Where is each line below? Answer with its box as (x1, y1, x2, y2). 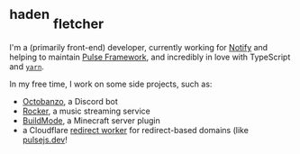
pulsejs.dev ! (22, 134, 68, 145)
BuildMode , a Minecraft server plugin (22, 114, 160, 126)
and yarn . (9, 60, 45, 72)
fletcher (52, 15, 105, 32)
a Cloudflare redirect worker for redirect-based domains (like (22, 124, 250, 135)
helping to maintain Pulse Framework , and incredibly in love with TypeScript (9, 51, 291, 62)
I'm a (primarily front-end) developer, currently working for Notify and (9, 41, 268, 52)
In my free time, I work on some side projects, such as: (9, 78, 213, 89)
